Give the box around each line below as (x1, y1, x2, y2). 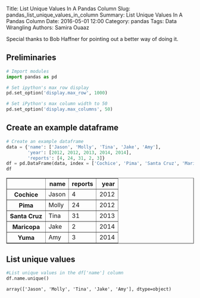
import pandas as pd (6, 74, 58, 80)
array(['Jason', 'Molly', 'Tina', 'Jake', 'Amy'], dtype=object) (6, 286, 171, 292)
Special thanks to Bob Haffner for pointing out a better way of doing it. (6, 36, 179, 42)
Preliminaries (6, 53, 57, 63)
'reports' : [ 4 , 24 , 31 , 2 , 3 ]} (27, 155, 105, 161)
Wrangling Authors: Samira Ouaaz (6, 24, 89, 31)
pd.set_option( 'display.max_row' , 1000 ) (6, 90, 108, 96)
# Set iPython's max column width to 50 (6, 101, 108, 107)
